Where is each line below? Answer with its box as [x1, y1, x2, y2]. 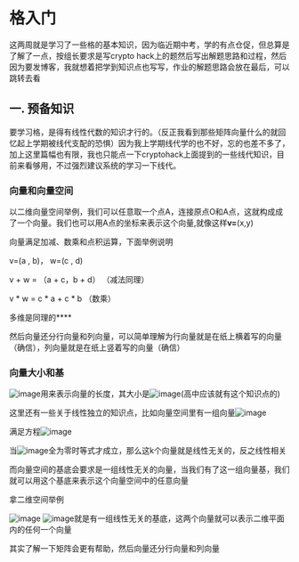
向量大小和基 [9, 366, 65, 379]
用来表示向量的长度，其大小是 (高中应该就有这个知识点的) [40, 388, 280, 399]
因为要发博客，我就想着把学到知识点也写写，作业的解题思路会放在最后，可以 [9, 61, 290, 72]
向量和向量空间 [9, 184, 74, 197]
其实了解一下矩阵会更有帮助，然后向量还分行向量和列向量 [9, 543, 220, 554]
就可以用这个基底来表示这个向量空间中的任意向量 [9, 476, 189, 486]
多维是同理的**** [9, 313, 73, 323]
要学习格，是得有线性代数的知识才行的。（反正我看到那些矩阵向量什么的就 [9, 126, 279, 137]
